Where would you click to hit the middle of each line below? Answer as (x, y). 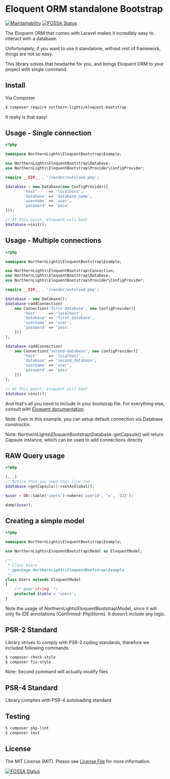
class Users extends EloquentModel (43, 580)
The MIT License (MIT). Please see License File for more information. (78, 761)
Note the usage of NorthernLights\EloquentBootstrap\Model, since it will (81, 608)
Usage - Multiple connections (53, 241)
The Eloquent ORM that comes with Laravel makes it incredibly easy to (80, 33)
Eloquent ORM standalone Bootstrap (84, 9)
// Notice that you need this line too (48, 482)
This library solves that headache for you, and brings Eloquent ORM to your (85, 64)
